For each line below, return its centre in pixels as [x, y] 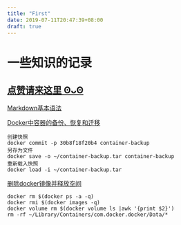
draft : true [24, 26]
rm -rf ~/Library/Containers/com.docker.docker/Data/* [88, 215]
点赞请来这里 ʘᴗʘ [46, 90]
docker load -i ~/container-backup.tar [65, 170]
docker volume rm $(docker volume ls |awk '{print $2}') [91, 209]
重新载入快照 [23, 164]
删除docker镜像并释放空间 [44, 184]
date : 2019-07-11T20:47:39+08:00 [55, 20]
